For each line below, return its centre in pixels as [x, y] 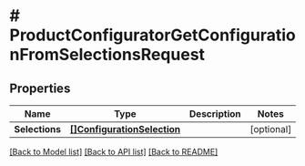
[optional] [271, 129]
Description [215, 114]
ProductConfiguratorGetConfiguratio [152, 35]
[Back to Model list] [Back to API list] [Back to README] [114, 152]
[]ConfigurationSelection [125, 129]
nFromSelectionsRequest [107, 55]
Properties [40, 88]
